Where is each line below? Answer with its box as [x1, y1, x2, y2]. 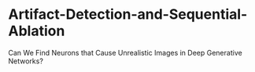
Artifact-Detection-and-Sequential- [8, 5, 248, 23]
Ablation [8, 22, 65, 40]
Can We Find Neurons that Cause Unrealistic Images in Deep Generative [8, 48, 242, 57]
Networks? [8, 56, 43, 66]
